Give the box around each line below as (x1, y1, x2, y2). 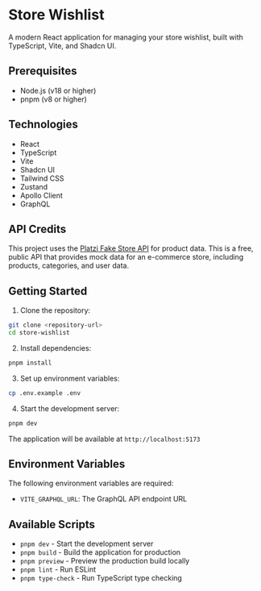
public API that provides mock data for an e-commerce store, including (8, 252, 244, 262)
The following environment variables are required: (8, 478, 174, 489)
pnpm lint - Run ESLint (19, 564, 97, 574)
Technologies (8, 118, 79, 131)
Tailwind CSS (19, 173, 64, 183)
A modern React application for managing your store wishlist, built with (8, 32, 244, 42)
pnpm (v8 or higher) (19, 94, 87, 104)
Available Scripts (8, 518, 95, 531)
